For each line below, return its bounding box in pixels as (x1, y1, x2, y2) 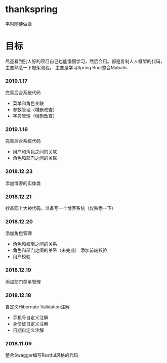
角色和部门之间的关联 (12, 155, 57, 161)
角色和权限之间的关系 (12, 241, 57, 247)
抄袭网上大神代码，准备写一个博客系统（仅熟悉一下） (5, 205, 116, 211)
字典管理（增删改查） (12, 113, 57, 119)
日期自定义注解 (12, 327, 44, 333)
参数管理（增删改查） (12, 107, 57, 113)
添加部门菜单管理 (5, 279, 41, 285)
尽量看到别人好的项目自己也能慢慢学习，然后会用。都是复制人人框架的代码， (5, 58, 165, 64)
